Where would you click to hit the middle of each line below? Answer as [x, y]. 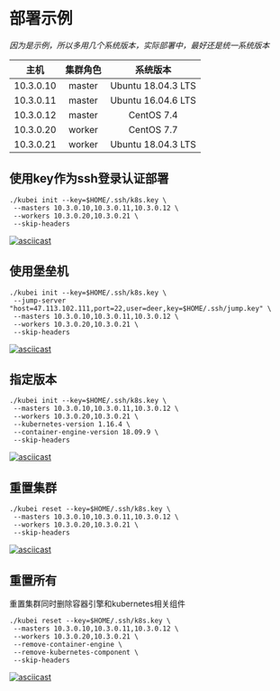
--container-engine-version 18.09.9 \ [86, 433]
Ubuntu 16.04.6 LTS [153, 100]
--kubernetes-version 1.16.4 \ [72, 425]
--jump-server [40, 300]
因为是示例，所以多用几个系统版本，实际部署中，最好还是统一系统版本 [140, 45]
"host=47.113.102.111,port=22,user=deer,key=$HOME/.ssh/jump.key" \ [140, 308]
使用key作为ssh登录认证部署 [89, 178]
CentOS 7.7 [153, 129]
